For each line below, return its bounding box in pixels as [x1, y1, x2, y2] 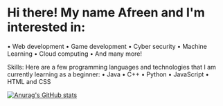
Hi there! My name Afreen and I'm [7, 5, 206, 21]
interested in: [7, 19, 86, 35]
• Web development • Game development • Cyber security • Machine [7, 42, 208, 50]
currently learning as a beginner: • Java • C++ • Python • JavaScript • [7, 70, 209, 78]
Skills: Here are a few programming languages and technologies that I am [7, 63, 217, 71]
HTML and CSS [7, 77, 51, 85]
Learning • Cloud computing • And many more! [7, 50, 143, 58]
